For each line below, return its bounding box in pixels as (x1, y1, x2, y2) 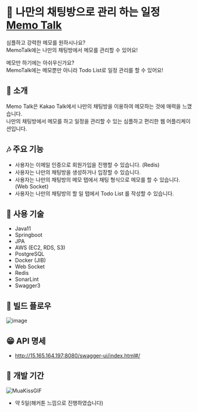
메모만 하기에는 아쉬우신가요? (6, 59, 75, 66)
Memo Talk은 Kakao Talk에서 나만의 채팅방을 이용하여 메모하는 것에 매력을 (6, 103, 181, 110)
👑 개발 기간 (6, 371, 45, 381)
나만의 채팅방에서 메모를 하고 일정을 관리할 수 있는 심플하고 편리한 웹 (6, 117, 165, 125)
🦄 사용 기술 (6, 209, 45, 219)
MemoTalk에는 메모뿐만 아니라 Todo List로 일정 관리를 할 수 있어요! (6, 66, 163, 73)
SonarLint (14, 275, 39, 283)
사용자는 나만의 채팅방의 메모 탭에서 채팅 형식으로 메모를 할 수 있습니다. (14, 176, 181, 183)
